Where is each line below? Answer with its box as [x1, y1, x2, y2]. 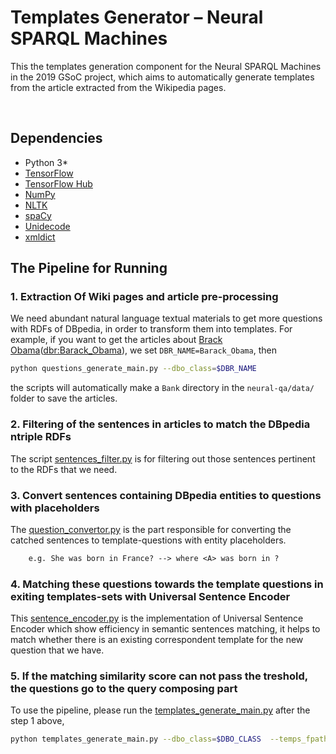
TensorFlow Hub [24, 177, 93, 190]
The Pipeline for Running [10, 260, 168, 277]
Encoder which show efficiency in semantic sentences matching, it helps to [10, 623, 321, 635]
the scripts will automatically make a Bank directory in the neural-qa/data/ [10, 382, 315, 394]
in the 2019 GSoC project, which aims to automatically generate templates [10, 71, 315, 83]
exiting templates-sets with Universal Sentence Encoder [10, 589, 291, 603]
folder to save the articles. [10, 392, 118, 405]
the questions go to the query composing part [10, 682, 238, 695]
